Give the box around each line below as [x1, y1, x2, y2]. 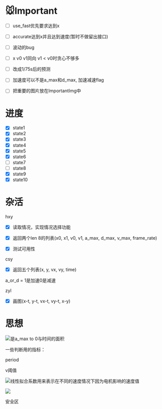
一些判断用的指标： [5, 347, 46, 353]
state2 [12, 131, 26, 137]
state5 [12, 148, 26, 154]
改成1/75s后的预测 [12, 66, 51, 72]
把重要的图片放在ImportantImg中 [12, 88, 81, 94]
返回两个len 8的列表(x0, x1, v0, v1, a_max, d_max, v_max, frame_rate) [12, 235, 157, 241]
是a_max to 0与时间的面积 [10, 336, 65, 342]
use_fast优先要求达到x [12, 22, 60, 29]
